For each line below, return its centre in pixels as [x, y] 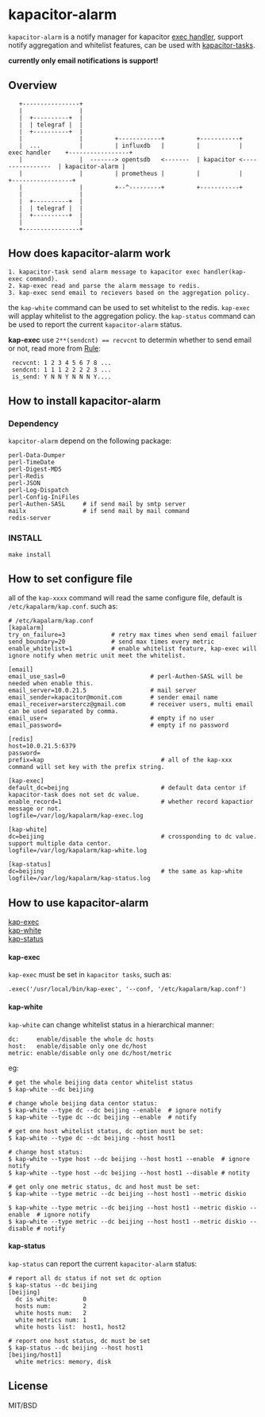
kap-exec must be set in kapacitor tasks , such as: [90, 975]
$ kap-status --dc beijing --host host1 [76, 1348]
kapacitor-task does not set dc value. [74, 795]
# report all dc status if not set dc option [84, 1278]
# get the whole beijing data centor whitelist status [101, 1082]
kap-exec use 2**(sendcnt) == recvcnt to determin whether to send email [130, 340]
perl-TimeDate [32, 463]
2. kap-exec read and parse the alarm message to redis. [104, 285]
